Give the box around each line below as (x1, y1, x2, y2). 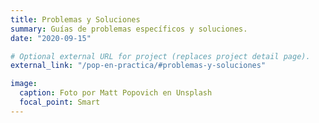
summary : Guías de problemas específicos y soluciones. (10, 24, 248, 34)
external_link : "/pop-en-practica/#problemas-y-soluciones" (10, 61, 267, 71)
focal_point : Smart (19, 97, 101, 107)
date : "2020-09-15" (10, 33, 92, 43)
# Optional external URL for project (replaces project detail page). (10, 51, 311, 61)
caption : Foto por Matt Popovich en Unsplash (19, 88, 213, 98)
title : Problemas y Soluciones (10, 14, 141, 25)
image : (10, 79, 38, 89)
